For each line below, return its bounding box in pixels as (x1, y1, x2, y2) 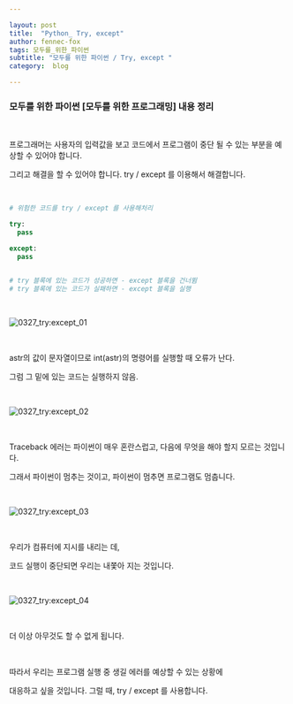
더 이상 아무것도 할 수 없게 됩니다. (9, 631, 124, 641)
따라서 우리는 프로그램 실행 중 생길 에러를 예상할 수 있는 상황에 (9, 667, 223, 677)
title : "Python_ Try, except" (9, 28, 124, 38)
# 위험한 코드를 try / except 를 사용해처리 (9, 204, 154, 213)
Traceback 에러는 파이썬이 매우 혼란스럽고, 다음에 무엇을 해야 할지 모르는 (9, 441, 262, 452)
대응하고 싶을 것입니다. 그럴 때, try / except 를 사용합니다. (9, 685, 208, 696)
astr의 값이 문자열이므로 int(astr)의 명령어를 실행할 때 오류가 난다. (9, 353, 236, 363)
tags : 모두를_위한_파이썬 (9, 45, 90, 54)
